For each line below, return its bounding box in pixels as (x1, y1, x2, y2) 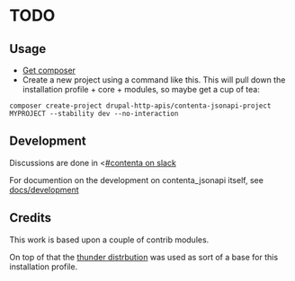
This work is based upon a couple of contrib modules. (9, 234, 210, 245)
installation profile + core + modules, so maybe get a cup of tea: (22, 84, 261, 94)
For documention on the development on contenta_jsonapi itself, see (9, 174, 264, 185)
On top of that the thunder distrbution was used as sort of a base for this (9, 251, 279, 262)
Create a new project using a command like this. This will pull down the (22, 75, 286, 85)
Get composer (22, 65, 76, 75)
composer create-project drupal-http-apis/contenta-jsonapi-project (9, 101, 272, 110)
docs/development (9, 184, 79, 195)
